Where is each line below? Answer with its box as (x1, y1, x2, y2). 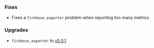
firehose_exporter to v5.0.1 (11, 37, 66, 43)
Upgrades (4, 27, 29, 34)
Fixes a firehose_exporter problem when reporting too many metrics (11, 15, 149, 21)
